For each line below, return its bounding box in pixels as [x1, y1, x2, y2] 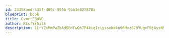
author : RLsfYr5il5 [5, 21, 46, 26]
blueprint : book [5, 12, 39, 17]
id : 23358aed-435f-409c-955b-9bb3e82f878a [5, 7, 96, 12]
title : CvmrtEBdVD [5, 16, 44, 21]
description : [5, 26, 33, 31]
